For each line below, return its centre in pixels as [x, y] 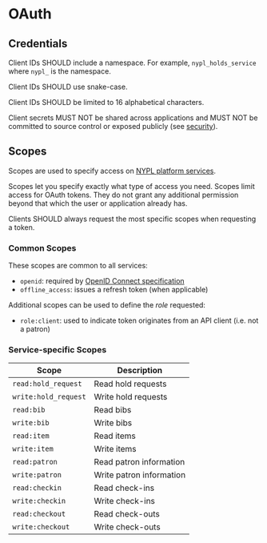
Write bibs [113, 423]
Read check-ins [124, 488]
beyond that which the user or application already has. [98, 203]
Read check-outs [127, 514]
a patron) [35, 329]
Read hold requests [130, 384]
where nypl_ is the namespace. [60, 71]
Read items [115, 436]
